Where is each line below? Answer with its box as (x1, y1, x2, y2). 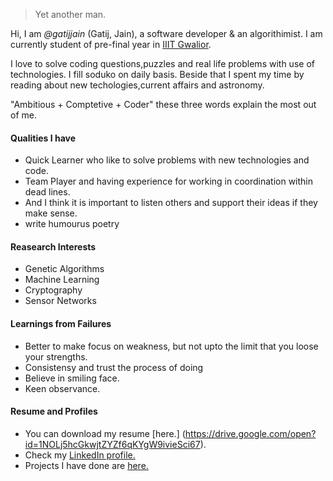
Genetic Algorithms (24, 263, 105, 275)
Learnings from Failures (10, 318, 112, 329)
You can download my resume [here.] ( (24, 427, 186, 439)
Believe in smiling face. (24, 372, 120, 384)
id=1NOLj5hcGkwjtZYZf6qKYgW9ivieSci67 (24, 438, 201, 450)
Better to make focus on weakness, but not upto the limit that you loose (24, 340, 319, 352)
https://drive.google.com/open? (184, 427, 317, 439)
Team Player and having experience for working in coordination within (24, 175, 314, 188)
